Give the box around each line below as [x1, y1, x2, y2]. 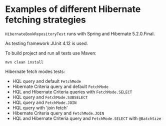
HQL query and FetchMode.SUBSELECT [12, 94, 88, 100]
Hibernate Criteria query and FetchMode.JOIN [12, 110, 104, 116]
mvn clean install [5, 59, 43, 64]
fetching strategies [5, 14, 86, 25]
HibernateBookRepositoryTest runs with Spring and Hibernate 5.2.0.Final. [5, 30, 155, 36]
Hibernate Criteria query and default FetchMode [12, 83, 109, 89]
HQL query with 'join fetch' [12, 104, 68, 110]
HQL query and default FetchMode [12, 78, 81, 84]
